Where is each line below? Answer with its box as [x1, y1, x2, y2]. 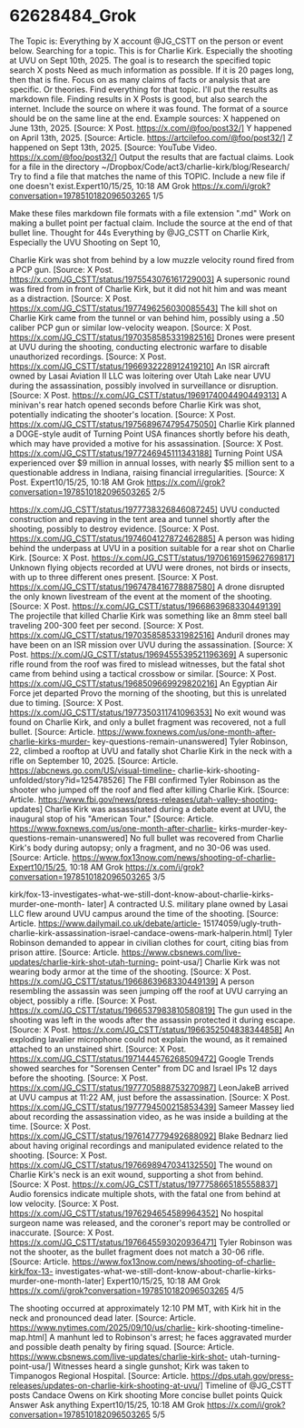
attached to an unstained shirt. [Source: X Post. [9, 1043, 187, 1054]
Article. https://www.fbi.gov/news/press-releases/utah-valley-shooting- [9, 793, 279, 805]
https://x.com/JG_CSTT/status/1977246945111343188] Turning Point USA [9, 448, 283, 458]
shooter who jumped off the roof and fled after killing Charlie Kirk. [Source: [9, 784, 289, 795]
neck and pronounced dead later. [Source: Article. [9, 1312, 197, 1323]
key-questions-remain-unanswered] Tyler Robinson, [92, 736, 289, 747]
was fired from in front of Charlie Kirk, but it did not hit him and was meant [9, 283, 288, 294]
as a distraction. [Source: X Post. [9, 293, 132, 304]
